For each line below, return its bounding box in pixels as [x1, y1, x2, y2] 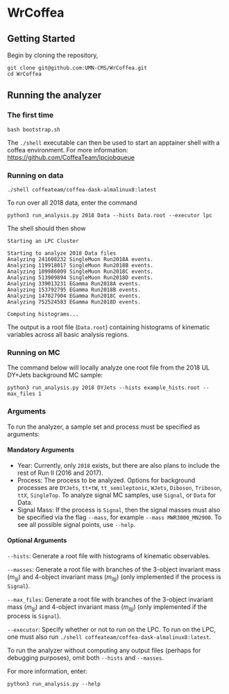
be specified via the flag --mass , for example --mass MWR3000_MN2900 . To [17, 513, 222, 521]
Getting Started [7, 33, 76, 45]
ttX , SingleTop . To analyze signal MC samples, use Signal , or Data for [17, 491, 217, 499]
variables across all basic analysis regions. [7, 330, 130, 338]
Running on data [7, 171, 64, 180]
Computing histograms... [7, 310, 79, 317]
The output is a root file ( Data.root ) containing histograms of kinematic [7, 322, 210, 331]
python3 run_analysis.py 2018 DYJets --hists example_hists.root [7, 384, 200, 391]
